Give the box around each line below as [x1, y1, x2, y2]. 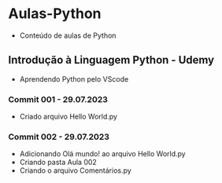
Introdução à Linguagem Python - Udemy [8, 53, 215, 67]
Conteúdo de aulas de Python [19, 31, 117, 40]
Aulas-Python [8, 5, 102, 23]
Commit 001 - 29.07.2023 [8, 93, 109, 104]
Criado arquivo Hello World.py [19, 112, 118, 122]
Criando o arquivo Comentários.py [19, 166, 131, 175]
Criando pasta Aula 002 [19, 158, 97, 167]
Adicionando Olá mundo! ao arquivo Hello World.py [19, 149, 187, 159]
